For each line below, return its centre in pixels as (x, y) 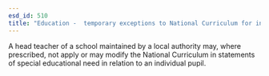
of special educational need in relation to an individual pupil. (107, 63)
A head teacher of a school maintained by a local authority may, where (125, 46)
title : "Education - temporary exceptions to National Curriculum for (130, 23)
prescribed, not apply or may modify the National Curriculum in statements (132, 54)
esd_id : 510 (28, 16)
